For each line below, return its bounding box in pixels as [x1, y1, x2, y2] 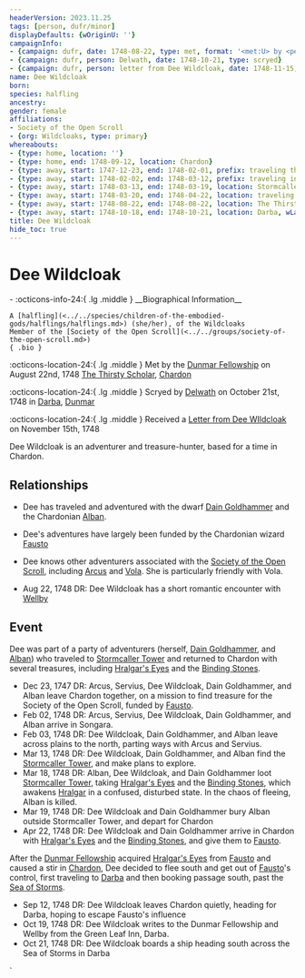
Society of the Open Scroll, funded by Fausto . [22, 700, 194, 711]
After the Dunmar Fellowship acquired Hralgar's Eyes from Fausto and [9, 852, 271, 864]
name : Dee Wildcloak [9, 73, 88, 82]
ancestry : [9, 97, 47, 107]
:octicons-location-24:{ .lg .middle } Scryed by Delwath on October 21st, [9, 387, 280, 398]
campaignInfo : [9, 38, 64, 48]
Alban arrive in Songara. [22, 720, 113, 731]
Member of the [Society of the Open [9, 328, 148, 337]
